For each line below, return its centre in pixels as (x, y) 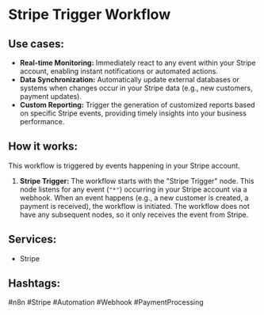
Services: (33, 239)
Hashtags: (34, 284)
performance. (42, 121)
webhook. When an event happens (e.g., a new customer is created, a (134, 197)
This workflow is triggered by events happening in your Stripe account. (124, 165)
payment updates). (50, 96)
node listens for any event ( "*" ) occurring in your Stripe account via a (133, 189)
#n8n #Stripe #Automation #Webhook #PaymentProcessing (106, 302)
